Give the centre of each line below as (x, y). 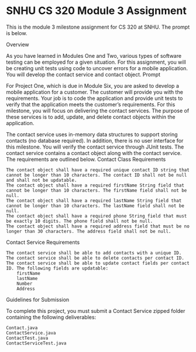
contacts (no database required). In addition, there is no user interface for (95, 140)
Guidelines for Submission (38, 299)
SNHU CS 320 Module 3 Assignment (97, 11)
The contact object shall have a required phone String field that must (97, 216)
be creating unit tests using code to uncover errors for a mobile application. (97, 68)
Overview (18, 44)
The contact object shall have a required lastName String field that (94, 201)
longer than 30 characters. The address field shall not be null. (89, 231)
